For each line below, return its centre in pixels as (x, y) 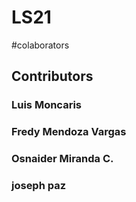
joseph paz (39, 186)
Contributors (52, 76)
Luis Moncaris (46, 105)
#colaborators (40, 45)
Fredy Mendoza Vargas (69, 132)
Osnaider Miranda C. (62, 159)
